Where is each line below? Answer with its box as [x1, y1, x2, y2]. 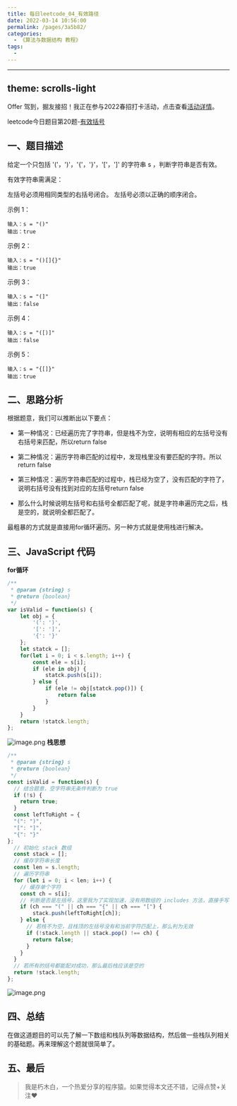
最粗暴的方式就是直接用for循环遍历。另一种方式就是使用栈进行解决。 [7, 523, 207, 531]
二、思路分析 [7, 394, 63, 406]
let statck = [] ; [20, 645, 71, 652]
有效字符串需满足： [7, 175, 63, 184]
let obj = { [20, 613, 55, 620]
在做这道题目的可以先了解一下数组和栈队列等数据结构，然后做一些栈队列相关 [7, 1030, 230, 1039]
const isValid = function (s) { [7, 778, 99, 785]
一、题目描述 [7, 140, 63, 152]
